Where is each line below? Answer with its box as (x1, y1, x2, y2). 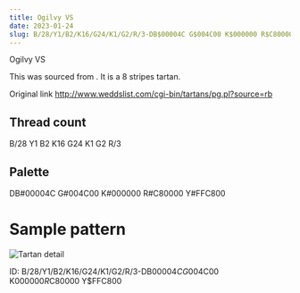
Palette (9, 164, 50, 180)
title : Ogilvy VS (9, 13, 74, 22)
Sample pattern (9, 220, 127, 239)
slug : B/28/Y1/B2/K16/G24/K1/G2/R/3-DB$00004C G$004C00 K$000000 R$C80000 (9, 29, 294, 38)
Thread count (9, 114, 87, 130)
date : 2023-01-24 (9, 21, 74, 30)
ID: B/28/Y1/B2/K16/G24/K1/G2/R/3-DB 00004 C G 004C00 (9, 265, 220, 277)
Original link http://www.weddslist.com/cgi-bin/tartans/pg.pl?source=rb (9, 88, 273, 99)
